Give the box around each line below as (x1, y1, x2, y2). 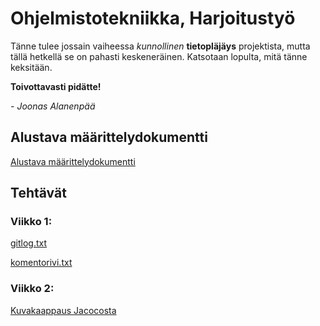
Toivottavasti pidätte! (10, 80, 102, 92)
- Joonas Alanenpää (10, 100, 96, 112)
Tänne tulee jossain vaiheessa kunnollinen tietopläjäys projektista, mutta (10, 40, 311, 52)
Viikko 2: (10, 282, 55, 296)
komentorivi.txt (10, 257, 73, 269)
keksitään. (10, 61, 53, 73)
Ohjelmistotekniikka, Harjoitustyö (10, 7, 296, 30)
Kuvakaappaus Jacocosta (10, 304, 117, 316)
